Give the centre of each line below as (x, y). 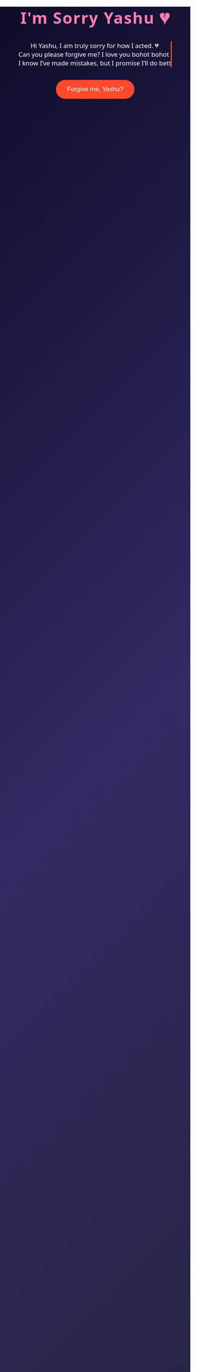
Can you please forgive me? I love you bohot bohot (94, 54)
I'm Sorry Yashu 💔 (95, 18)
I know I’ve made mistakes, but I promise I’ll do (88, 63)
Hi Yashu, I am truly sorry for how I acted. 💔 (95, 46)
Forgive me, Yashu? (95, 90)
